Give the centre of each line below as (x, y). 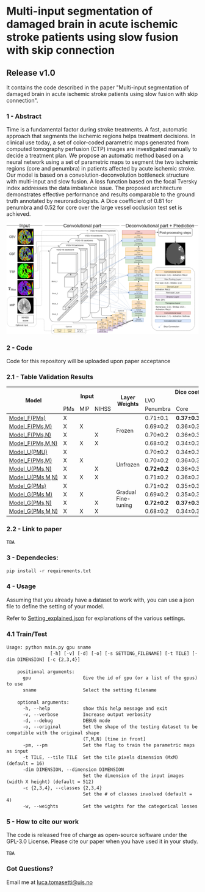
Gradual (126, 492)
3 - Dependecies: (33, 558)
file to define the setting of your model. (56, 606)
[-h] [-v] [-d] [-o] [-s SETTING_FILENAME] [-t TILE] (120, 653)
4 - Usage (21, 586)
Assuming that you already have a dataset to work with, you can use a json (100, 600)
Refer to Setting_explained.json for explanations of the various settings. (96, 618)
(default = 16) (26, 763)
